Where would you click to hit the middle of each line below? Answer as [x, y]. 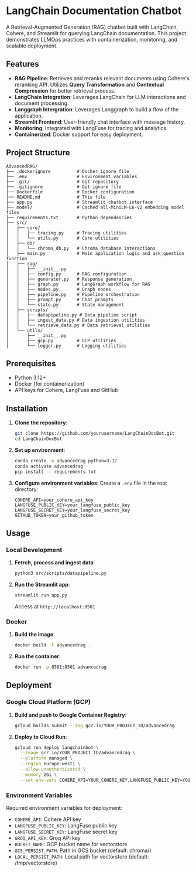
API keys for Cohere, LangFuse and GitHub [66, 390]
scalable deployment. [32, 46]
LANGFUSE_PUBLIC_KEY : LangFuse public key [66, 826]
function [17, 258]
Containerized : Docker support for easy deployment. [79, 134]
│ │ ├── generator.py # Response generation [69, 279]
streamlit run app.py [41, 595]
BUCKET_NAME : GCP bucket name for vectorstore [71, 844]
